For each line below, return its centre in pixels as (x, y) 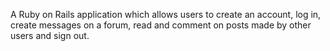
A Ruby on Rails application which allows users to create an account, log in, (166, 14)
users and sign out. (50, 35)
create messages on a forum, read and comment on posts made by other (161, 25)
